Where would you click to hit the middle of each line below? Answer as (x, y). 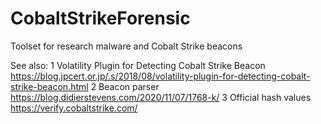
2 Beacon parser (125, 86)
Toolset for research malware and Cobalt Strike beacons (126, 46)
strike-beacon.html (49, 86)
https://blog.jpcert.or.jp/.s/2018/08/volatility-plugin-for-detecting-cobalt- (160, 76)
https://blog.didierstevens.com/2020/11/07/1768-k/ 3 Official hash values (161, 97)
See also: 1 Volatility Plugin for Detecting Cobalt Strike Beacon (138, 65)
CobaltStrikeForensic (100, 18)
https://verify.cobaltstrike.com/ (74, 108)
